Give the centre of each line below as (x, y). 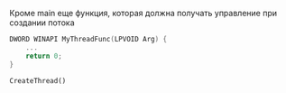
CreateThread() (38, 80)
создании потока (42, 23)
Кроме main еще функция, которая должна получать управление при (143, 13)
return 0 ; (44, 56)
